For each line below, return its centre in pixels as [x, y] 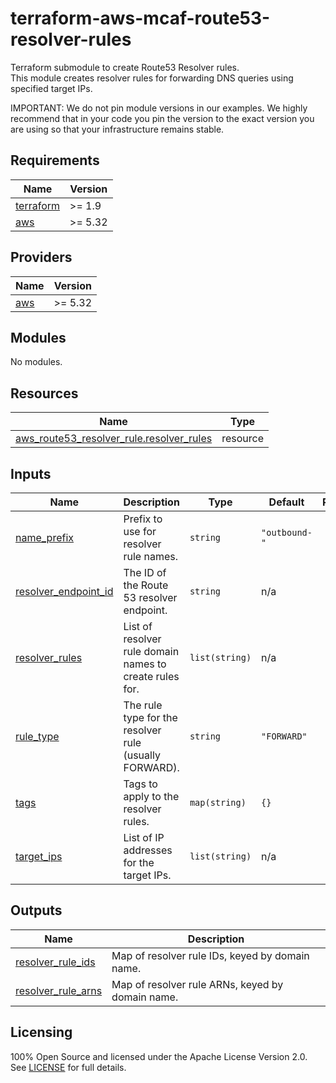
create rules [151, 676]
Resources [44, 393]
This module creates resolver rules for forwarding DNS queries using [152, 78]
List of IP [144, 837]
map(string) [218, 802]
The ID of [145, 572]
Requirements [55, 160]
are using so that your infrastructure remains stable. [117, 129]
